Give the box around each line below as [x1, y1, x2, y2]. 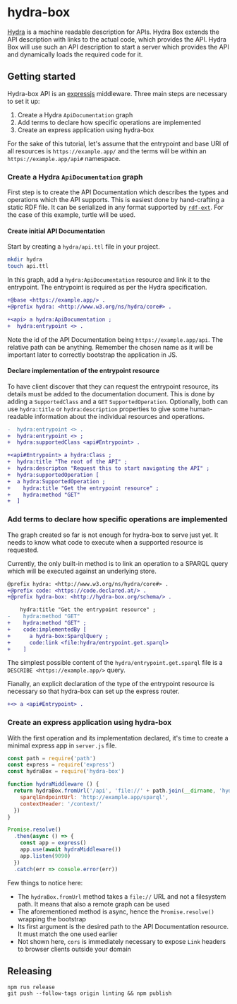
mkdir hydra [7, 256, 42, 264]
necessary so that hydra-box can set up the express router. [7, 687, 180, 696]
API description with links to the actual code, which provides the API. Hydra [7, 35, 227, 43]
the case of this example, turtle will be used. [7, 211, 136, 219]
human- [190, 404, 213, 413]
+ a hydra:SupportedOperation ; [7, 478, 106, 485]
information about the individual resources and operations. [34, 412, 205, 420]
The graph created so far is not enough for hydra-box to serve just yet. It [7, 531, 219, 539]
